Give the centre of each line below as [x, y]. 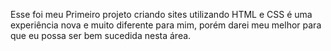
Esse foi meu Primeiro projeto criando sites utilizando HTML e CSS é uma [161, 14]
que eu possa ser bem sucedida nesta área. [101, 35]
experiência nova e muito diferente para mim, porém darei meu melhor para [166, 25]
